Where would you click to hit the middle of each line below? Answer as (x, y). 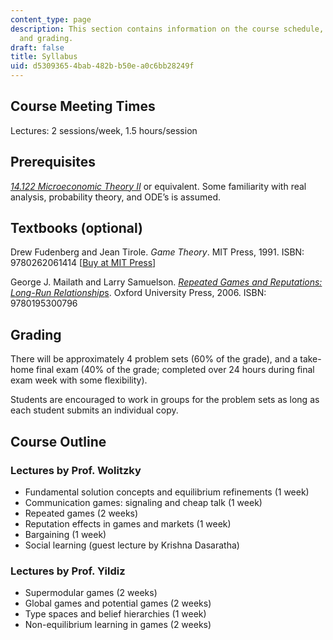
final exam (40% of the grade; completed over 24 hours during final (175, 370)
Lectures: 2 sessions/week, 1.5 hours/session (104, 130)
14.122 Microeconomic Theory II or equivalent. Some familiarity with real (158, 186)
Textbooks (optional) (77, 228)
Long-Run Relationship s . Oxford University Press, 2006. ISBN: (138, 293)
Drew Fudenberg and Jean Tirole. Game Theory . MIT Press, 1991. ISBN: (157, 252)
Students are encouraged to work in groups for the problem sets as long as (165, 400)
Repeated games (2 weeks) (81, 513)
